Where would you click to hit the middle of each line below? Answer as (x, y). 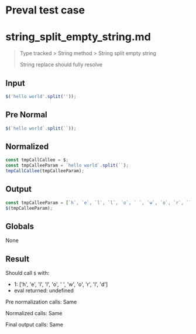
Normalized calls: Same (34, 313)
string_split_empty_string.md (78, 37)
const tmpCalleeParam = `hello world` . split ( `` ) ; (67, 166)
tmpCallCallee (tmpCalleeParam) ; (45, 171)
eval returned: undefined (44, 291)
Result (18, 259)
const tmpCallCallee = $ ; (37, 160)
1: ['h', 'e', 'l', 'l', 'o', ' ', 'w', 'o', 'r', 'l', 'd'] (61, 284)
